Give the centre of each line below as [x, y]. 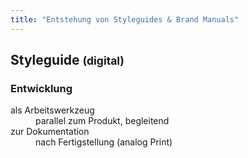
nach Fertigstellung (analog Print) [104, 142]
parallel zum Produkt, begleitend [102, 121]
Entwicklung [41, 88]
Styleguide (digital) [67, 60]
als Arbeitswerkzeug [52, 110]
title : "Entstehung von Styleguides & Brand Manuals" [125, 19]
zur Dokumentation [50, 132]
